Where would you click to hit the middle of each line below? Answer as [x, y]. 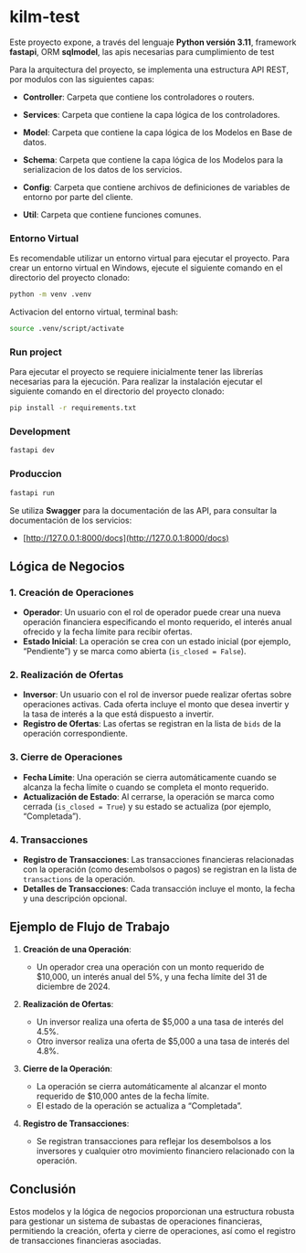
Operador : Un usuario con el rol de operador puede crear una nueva [152, 612]
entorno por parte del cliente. [78, 196]
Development [40, 431]
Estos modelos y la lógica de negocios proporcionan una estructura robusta [152, 1211]
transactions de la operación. [79, 879]
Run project [36, 352]
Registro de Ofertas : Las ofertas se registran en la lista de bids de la [152, 724]
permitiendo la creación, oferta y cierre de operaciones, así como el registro [153, 1230]
